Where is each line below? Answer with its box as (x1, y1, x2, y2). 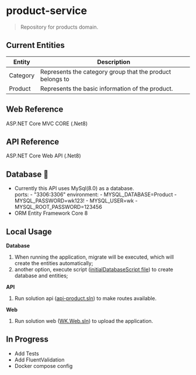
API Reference (6, 136, 60, 147)
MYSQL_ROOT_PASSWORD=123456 (14, 204, 102, 211)
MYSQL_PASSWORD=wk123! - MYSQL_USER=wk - (14, 197, 138, 204)
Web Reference (6, 104, 64, 115)
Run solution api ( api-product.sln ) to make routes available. (14, 295, 157, 302)
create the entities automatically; (14, 260, 93, 267)
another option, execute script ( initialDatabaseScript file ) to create (14, 266, 174, 273)
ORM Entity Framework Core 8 (14, 209, 88, 217)
